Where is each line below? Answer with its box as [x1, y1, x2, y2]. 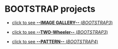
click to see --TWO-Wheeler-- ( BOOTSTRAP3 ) [11, 29, 109, 35]
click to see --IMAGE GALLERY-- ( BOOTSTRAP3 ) [11, 20, 113, 25]
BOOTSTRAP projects [4, 3, 96, 15]
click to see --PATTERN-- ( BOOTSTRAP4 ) [11, 38, 98, 45]
